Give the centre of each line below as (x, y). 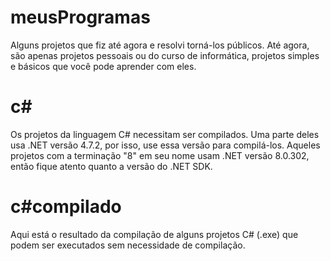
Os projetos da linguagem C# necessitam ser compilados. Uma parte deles (165, 134)
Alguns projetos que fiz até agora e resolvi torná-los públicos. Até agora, (160, 45)
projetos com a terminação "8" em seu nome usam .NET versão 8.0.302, (160, 155)
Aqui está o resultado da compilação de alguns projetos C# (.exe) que (154, 234)
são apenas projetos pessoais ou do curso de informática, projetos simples (165, 55)
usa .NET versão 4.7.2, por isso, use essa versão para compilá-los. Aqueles (165, 145)
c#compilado (66, 207)
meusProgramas (80, 17)
